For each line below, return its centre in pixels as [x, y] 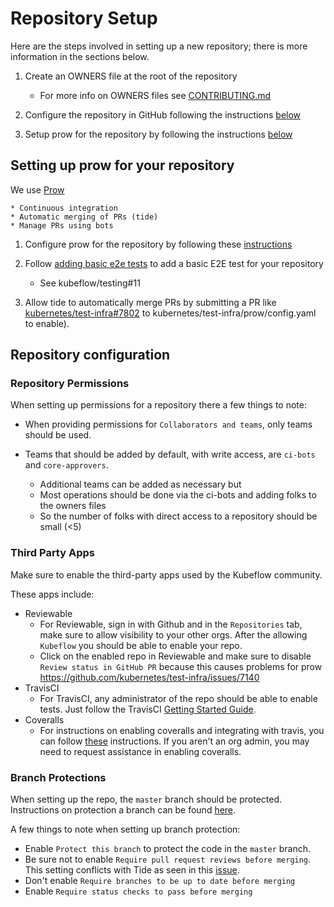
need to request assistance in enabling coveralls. [140, 751]
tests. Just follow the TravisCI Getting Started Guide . [148, 709]
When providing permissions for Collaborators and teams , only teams [168, 424]
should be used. [58, 435]
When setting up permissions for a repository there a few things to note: [158, 405]
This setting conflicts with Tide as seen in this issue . [132, 870]
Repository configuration [90, 355]
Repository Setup [84, 18]
